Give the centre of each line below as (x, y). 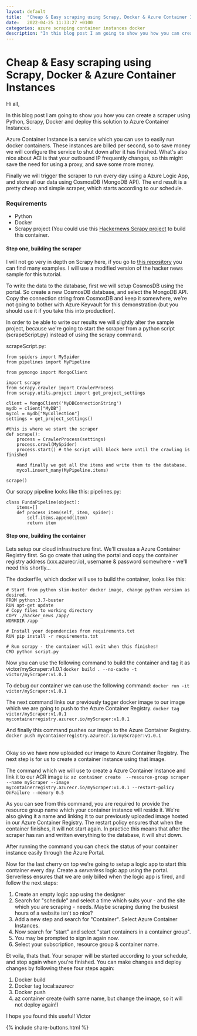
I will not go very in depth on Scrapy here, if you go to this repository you (94, 262)
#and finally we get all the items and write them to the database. (102, 465)
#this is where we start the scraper (52, 429)
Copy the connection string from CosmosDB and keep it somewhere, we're (97, 298)
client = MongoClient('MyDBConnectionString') (64, 403)
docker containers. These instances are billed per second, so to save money (98, 145)
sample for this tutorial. (34, 274)
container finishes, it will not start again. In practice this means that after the (98, 829)
